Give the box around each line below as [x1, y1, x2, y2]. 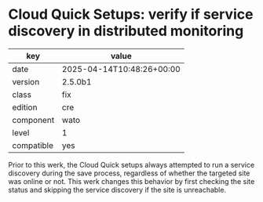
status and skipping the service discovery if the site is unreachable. [8, 185, 226, 194]
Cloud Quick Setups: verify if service [8, 5, 254, 23]
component [12, 114, 55, 125]
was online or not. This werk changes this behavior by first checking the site [8, 176, 255, 186]
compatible [12, 139, 53, 150]
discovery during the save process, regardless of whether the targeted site [8, 168, 250, 178]
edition [12, 102, 38, 113]
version [12, 76, 40, 87]
